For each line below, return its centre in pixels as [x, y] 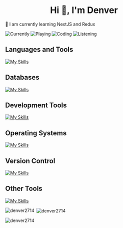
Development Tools [36, 105]
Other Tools [24, 189]
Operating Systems [36, 133]
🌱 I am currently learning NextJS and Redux [50, 24]
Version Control [30, 161]
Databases [22, 77]
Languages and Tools [39, 50]
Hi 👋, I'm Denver [84, 10]
